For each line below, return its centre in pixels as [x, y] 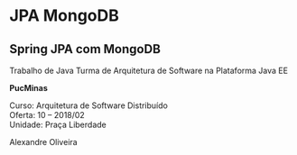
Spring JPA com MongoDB [85, 49]
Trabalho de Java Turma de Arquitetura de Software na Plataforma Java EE [149, 70]
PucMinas [28, 88]
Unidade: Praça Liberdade [58, 124]
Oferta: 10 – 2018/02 [47, 115]
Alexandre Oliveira [44, 142]
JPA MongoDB [65, 16]
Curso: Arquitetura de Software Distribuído [89, 105]
